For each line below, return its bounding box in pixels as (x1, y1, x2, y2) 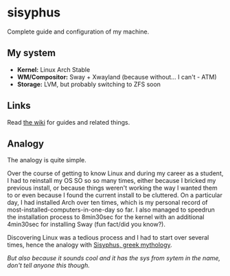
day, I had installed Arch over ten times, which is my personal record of (7, 199, 208, 207)
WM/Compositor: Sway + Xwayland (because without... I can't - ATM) (16, 73, 218, 81)
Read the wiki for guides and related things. (7, 118, 130, 126)
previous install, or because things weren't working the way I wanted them (7, 184, 218, 192)
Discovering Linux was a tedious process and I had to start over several (7, 234, 209, 242)
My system (7, 47, 56, 59)
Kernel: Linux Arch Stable (16, 65, 91, 73)
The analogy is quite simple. (7, 156, 87, 164)
